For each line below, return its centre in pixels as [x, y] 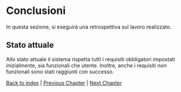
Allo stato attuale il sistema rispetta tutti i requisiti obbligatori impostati [91, 59]
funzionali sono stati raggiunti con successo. [60, 72]
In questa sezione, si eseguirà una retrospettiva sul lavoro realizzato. [89, 27]
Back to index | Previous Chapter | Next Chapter [64, 83]
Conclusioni [36, 11]
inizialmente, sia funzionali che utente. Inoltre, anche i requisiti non [86, 65]
